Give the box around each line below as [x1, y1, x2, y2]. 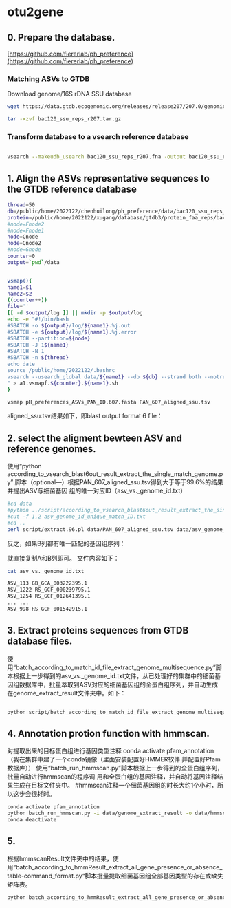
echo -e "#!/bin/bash [7, 316, 69, 323]
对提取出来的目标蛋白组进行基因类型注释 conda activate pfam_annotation [7, 747, 214, 755]
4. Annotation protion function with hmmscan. [7, 727, 210, 739]
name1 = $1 [7, 283, 32, 291]
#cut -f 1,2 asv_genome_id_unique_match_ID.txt [7, 513, 146, 520]
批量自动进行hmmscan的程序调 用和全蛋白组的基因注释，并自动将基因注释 [7, 772, 218, 781]
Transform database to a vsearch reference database [7, 131, 189, 141]
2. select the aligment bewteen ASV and [7, 432, 182, 444]
